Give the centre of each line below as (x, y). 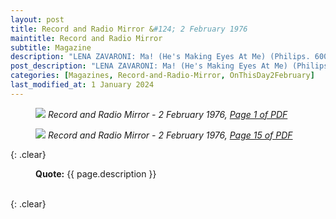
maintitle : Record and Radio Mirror (86, 38)
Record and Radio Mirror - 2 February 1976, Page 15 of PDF (170, 135)
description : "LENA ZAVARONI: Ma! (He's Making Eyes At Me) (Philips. (160, 57)
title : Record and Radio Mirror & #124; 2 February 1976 (129, 29)
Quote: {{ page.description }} (96, 173)
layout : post (37, 19)
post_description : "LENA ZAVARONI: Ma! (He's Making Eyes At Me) (149, 66)
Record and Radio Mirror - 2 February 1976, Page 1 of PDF (167, 114)
